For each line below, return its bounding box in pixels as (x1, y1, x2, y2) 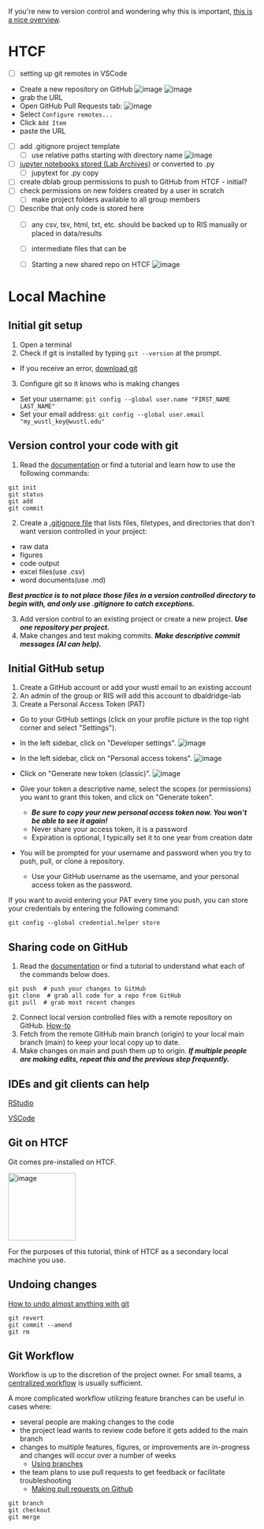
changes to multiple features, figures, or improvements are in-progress (19, 1442, 251, 1452)
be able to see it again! (31, 816, 108, 826)
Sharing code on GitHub (8, 941, 128, 954)
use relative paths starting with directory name (31, 150, 183, 160)
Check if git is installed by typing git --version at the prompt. (19, 348, 222, 358)
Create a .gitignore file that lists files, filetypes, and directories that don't (19, 518, 255, 527)
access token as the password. (31, 880, 132, 889)
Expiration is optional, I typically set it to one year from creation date (31, 833, 254, 842)
